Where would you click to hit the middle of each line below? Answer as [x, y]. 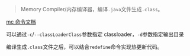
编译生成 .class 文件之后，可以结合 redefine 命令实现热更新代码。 [84, 47]
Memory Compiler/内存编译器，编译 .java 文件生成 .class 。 [92, 9]
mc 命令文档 [21, 22]
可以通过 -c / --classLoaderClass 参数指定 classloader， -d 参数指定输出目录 [95, 34]
